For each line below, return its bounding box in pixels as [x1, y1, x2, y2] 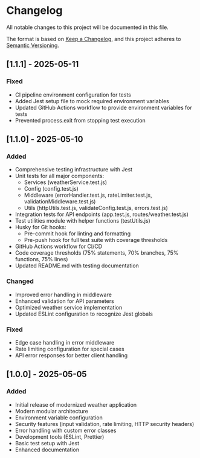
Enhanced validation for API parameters [15, 297, 115, 305]
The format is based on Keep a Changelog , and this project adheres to [6, 35, 181, 42]
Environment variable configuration [15, 414, 103, 421]
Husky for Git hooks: [15, 224, 66, 231]
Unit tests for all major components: [15, 173, 105, 180]
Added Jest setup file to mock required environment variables [15, 97, 169, 104]
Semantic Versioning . [6, 42, 59, 49]
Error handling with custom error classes [15, 427, 117, 434]
